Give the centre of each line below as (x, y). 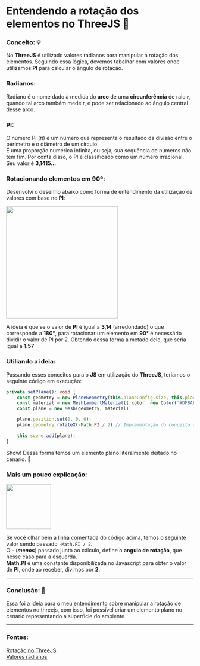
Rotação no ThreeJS (31, 650)
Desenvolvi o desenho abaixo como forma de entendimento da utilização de (99, 192)
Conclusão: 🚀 (26, 590)
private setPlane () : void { (41, 392)
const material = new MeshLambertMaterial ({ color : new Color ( (97, 403)
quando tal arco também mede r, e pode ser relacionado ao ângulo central (97, 103)
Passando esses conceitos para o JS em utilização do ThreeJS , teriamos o (98, 374)
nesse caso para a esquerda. (42, 557)
